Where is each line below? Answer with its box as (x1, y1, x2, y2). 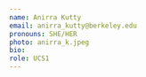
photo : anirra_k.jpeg (9, 37, 90, 47)
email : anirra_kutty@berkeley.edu (9, 21, 138, 30)
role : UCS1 (9, 54, 50, 63)
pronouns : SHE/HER (9, 29, 77, 38)
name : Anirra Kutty (9, 12, 82, 22)
